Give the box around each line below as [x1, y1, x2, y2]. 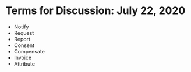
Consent [13, 42, 35, 49]
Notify [13, 23, 29, 30]
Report [13, 35, 30, 42]
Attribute [13, 60, 36, 67]
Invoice [13, 54, 32, 61]
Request [13, 29, 34, 36]
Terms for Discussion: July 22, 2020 [5, 4, 186, 17]
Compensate [13, 48, 45, 55]
